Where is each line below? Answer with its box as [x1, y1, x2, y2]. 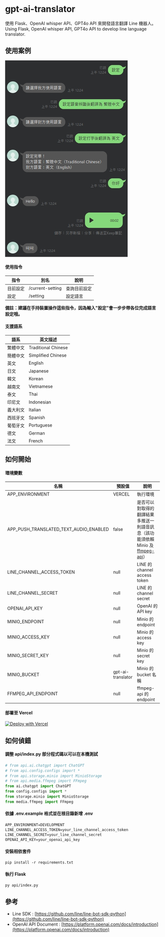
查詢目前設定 [65, 285, 92, 291]
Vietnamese [28, 383, 53, 390]
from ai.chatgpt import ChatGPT [5, 784, 71, 789]
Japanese [28, 368, 49, 374]
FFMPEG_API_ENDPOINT [7, 691, 58, 697]
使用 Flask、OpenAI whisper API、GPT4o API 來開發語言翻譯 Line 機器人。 [5, 20, 156, 26]
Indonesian [28, 399, 52, 405]
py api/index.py [5, 883, 38, 888]
